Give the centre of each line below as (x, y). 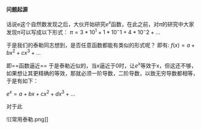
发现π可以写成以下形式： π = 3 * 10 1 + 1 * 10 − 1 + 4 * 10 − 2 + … (83, 32)
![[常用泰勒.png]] (27, 119)
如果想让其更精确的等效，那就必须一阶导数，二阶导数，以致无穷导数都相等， (102, 73)
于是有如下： (22, 81)
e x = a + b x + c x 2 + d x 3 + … (41, 93)
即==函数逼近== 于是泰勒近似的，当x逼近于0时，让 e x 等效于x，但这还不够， (101, 65)
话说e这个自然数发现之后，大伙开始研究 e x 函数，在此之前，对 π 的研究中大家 (100, 23)
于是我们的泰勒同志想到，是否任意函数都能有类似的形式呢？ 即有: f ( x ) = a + (101, 45)
